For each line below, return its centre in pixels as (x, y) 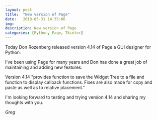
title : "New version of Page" (38, 14)
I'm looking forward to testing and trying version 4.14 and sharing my (76, 97)
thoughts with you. (24, 102)
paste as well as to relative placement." (45, 87)
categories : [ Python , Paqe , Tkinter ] (44, 33)
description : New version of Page (41, 28)
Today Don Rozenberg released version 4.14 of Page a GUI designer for (78, 47)
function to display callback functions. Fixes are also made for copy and (79, 82)
